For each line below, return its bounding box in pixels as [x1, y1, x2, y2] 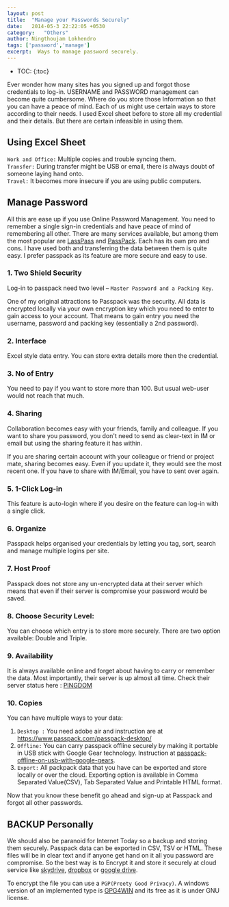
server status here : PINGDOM [7, 681, 92, 690]
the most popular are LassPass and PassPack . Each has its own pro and [7, 237, 210, 245]
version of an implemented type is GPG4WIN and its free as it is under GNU [7, 886, 220, 895]
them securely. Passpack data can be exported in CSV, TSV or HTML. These [7, 844, 222, 852]
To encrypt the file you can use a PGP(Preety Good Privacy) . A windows [7, 879, 210, 888]
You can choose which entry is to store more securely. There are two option [7, 627, 221, 635]
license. [7, 894, 29, 902]
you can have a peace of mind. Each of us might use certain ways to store [7, 102, 216, 110]
